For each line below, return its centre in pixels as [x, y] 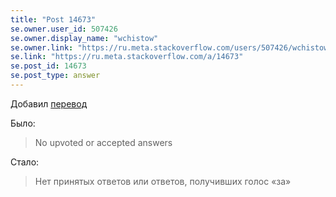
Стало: [25, 162]
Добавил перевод [49, 103]
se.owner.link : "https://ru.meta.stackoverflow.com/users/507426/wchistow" [171, 47]
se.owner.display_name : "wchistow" [84, 38]
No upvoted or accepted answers [103, 142]
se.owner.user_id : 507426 [64, 29]
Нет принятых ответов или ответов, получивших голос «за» [163, 181]
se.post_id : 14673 [48, 66]
